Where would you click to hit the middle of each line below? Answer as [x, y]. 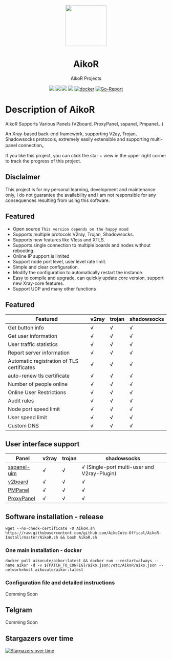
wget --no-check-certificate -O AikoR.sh [50, 528]
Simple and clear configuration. [46, 267]
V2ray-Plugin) [99, 473]
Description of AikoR [50, 110]
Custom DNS [24, 426]
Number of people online [38, 384]
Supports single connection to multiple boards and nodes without [82, 245]
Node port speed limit [34, 409]
